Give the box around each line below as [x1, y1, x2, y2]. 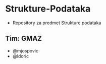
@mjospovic [12, 47, 39, 53]
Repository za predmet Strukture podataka [12, 20, 101, 26]
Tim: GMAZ [5, 34, 42, 43]
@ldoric [12, 53, 29, 59]
